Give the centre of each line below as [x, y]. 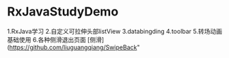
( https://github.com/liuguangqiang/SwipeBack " [73, 47]
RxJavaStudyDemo [63, 12]
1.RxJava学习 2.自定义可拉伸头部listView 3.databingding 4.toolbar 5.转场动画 [115, 31]
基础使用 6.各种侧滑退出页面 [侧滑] [56, 39]
